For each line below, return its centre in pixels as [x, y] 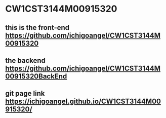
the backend [25, 61]
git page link [25, 93]
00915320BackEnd [36, 76]
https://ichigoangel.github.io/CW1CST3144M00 [83, 102]
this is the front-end [37, 28]
